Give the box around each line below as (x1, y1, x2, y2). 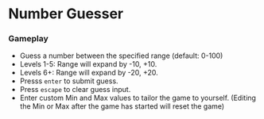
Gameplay (8, 33, 49, 44)
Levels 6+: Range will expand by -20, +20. (19, 68, 159, 78)
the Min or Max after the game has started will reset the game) (19, 102, 225, 111)
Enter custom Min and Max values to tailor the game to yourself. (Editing (19, 93, 257, 103)
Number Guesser (8, 5, 124, 23)
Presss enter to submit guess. (19, 76, 118, 86)
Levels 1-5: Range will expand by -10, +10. (19, 59, 157, 69)
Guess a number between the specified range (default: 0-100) (19, 51, 223, 60)
